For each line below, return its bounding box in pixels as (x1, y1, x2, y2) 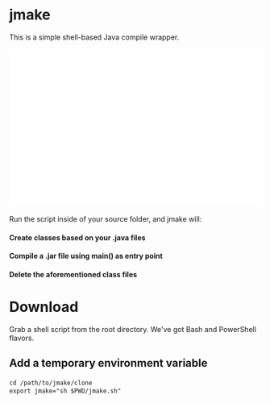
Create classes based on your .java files (9, 232, 146, 243)
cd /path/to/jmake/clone (9, 379, 93, 387)
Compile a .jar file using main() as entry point (9, 251, 164, 261)
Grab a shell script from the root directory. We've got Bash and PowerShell (9, 324, 257, 334)
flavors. (9, 333, 35, 343)
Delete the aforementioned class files (9, 269, 138, 279)
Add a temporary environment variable (9, 356, 208, 370)
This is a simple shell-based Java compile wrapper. (9, 32, 180, 42)
